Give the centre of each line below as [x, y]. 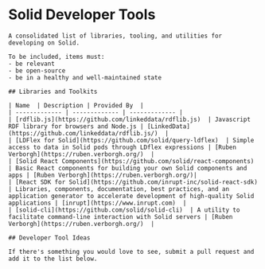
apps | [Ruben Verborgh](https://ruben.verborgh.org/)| [103, 175]
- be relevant [32, 64]
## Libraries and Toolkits [53, 92]
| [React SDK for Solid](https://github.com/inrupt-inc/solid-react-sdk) [133, 182]
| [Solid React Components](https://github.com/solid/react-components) [131, 161]
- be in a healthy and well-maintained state [85, 77]
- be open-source [37, 70]
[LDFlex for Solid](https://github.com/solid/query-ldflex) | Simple [135, 140]
